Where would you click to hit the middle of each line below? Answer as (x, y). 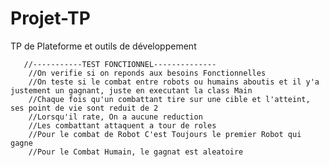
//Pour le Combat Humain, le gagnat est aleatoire (136, 152)
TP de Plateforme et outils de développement (103, 46)
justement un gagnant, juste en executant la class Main (131, 90)
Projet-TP (50, 18)
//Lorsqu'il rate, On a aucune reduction (115, 117)
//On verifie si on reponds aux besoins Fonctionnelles (147, 73)
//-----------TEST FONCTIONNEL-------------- (120, 64)
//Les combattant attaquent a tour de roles (122, 125)
